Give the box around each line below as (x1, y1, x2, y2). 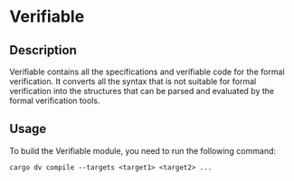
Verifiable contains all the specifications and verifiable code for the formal (9, 66, 285, 77)
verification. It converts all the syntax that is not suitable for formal (9, 76, 257, 87)
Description (9, 43, 77, 58)
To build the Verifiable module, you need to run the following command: (9, 145, 277, 156)
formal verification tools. (9, 95, 100, 106)
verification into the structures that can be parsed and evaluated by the (9, 86, 274, 96)
